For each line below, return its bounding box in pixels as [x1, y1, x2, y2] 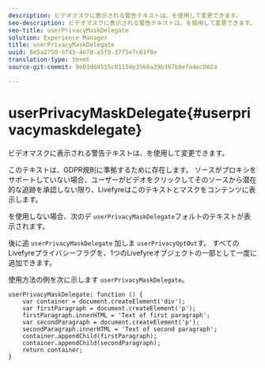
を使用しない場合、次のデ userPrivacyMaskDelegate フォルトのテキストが [8, 211, 244, 221]
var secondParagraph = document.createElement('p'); [22, 318, 200, 326]
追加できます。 [8, 258, 57, 267]
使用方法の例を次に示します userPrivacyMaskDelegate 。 [8, 275, 189, 284]
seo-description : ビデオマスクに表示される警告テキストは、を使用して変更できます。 [8, 19, 256, 27]
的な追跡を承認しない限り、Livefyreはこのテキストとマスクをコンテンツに [8, 184, 249, 194]
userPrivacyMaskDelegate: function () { [8, 290, 144, 298]
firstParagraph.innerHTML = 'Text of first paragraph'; [22, 311, 211, 319]
